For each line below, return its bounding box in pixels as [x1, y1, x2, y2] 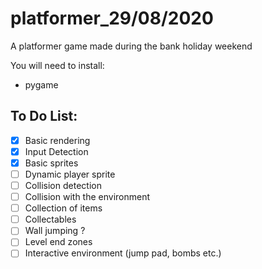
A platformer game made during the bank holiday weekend [10, 40, 253, 52]
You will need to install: [10, 59, 105, 71]
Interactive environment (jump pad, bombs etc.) [24, 247, 222, 259]
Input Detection [24, 145, 89, 157]
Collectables [24, 213, 77, 226]
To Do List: [10, 108, 78, 125]
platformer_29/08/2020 [10, 7, 214, 30]
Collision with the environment [24, 191, 151, 203]
